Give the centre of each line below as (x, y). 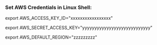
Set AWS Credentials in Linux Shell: (49, 7)
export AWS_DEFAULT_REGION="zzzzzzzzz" (51, 37)
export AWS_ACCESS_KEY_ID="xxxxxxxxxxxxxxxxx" (59, 18)
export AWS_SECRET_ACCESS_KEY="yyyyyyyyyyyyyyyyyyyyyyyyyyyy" (79, 28)
